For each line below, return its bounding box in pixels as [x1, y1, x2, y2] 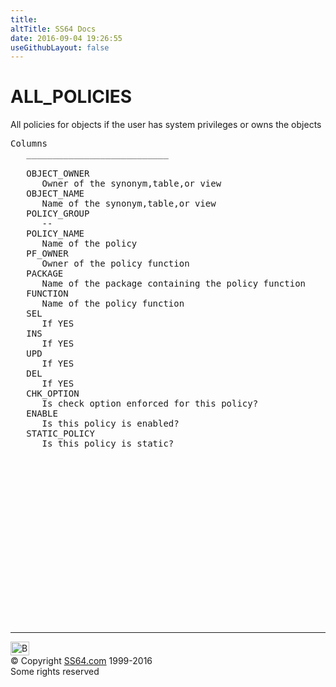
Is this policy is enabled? [41, 418, 180, 430]
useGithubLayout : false [10, 42, 110, 53]
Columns [10, 138, 48, 150]
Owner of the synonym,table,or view [41, 178, 222, 190]
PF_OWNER [26, 248, 69, 260]
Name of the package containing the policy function [41, 278, 307, 290]
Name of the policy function [41, 298, 185, 310]
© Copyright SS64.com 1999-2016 [10, 655, 153, 667]
